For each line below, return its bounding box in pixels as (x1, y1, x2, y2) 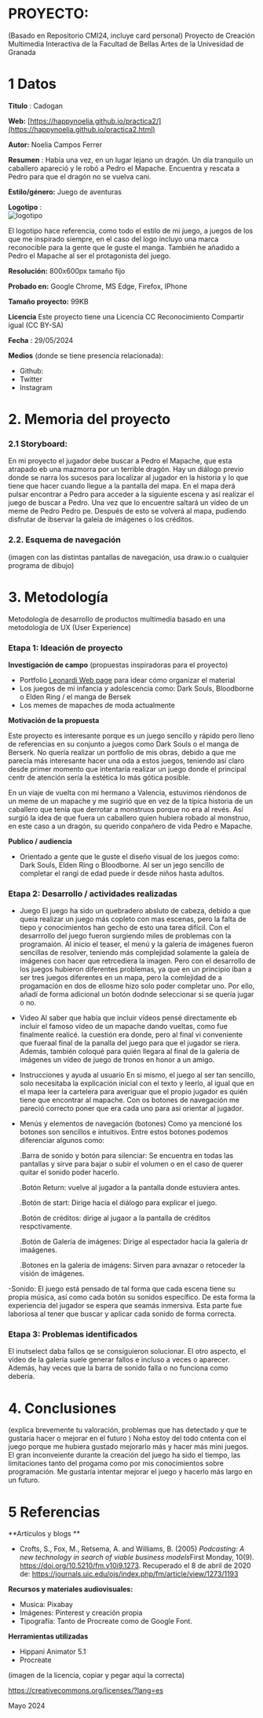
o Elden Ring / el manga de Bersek (19, 691, 131, 701)
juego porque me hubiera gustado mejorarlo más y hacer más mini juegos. (8, 1442, 249, 1451)
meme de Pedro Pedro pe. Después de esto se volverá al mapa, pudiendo (8, 507, 247, 516)
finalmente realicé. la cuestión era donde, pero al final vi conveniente (19, 1030, 243, 1039)
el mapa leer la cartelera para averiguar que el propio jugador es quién (19, 1087, 248, 1097)
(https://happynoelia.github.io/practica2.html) (8, 124, 155, 134)
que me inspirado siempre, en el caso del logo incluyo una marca (8, 234, 219, 244)
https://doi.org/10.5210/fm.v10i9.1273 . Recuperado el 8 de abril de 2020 (19, 1561, 251, 1570)
